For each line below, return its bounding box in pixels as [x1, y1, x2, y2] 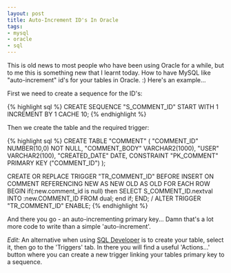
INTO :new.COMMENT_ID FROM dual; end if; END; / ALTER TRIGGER [7, 194, 201, 203]
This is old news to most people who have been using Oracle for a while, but [7, 62, 224, 69]
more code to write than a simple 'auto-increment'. [7, 223, 152, 230]
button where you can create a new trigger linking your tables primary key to [7, 250, 225, 258]
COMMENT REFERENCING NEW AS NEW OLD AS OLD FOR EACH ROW [7, 180, 210, 187]
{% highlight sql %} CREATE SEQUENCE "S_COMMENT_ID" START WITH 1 [7, 103, 219, 111]
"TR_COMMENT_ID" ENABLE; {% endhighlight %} [7, 202, 148, 209]
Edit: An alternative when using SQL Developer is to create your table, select [7, 236, 224, 244]
